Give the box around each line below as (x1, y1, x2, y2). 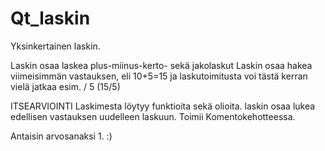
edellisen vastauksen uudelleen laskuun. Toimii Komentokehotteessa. (10, 110, 296, 122)
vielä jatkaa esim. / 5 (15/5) (10, 80, 121, 92)
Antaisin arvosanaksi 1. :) (10, 130, 113, 142)
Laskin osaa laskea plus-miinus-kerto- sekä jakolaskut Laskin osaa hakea (10, 59, 313, 71)
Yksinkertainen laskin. (10, 40, 101, 52)
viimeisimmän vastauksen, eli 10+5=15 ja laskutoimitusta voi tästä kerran (10, 70, 308, 82)
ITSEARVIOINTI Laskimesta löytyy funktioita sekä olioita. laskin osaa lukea (10, 100, 316, 112)
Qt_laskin (10, 7, 91, 30)
